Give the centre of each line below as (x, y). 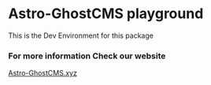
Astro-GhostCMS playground (106, 14)
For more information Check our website (87, 56)
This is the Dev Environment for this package (81, 35)
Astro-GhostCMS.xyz (43, 73)
